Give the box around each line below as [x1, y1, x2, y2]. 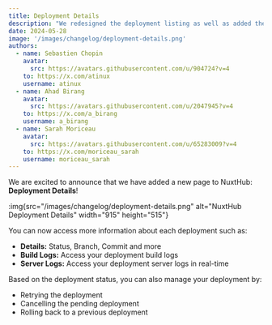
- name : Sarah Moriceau [15, 125, 96, 133]
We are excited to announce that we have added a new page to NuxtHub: [8, 177, 253, 187]
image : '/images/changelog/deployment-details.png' [8, 34, 186, 43]
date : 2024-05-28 [8, 27, 67, 35]
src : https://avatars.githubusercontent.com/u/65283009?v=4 [29, 139, 237, 148]
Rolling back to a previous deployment [19, 307, 148, 317]
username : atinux [23, 79, 82, 88]
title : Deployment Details [8, 11, 100, 20]
